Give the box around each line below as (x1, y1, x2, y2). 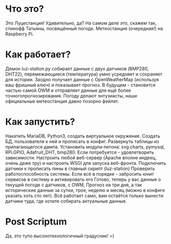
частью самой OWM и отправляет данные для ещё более (5, 87, 131, 93)
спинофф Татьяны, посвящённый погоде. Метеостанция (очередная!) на (5, 25, 163, 31)
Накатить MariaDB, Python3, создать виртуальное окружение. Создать (5, 133, 161, 139)
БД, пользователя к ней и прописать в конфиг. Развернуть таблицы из (5, 138, 159, 144)
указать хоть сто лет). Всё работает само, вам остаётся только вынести (5, 192, 164, 199)
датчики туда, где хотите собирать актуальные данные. (5, 198, 127, 204)
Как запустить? (5, 116, 76, 128)
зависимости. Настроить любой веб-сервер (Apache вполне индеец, (5, 154, 157, 161)
